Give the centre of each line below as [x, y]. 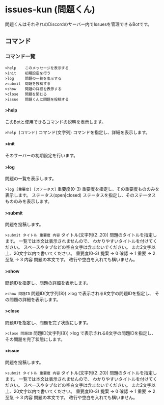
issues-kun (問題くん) [50, 10]
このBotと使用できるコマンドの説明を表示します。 [56, 122]
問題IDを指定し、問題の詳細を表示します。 [48, 283]
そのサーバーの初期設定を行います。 [41, 156]
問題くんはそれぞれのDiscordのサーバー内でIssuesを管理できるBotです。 [79, 24]
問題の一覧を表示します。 [31, 179]
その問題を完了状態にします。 [35, 339]
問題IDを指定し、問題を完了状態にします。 [48, 322]
